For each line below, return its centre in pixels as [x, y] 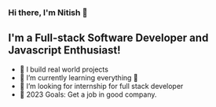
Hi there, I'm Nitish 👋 [48, 13]
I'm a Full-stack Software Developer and [108, 38]
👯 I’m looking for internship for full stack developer [101, 86]
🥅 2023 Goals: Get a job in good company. [88, 94]
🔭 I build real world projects [64, 69]
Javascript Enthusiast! [64, 50]
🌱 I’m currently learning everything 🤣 [79, 77]
